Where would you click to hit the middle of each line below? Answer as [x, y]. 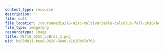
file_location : [20, 23]
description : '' [21, 14]
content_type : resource [29, 9]
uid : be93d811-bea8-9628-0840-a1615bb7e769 [50, 41]
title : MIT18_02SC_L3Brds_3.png [38, 37]
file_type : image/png [27, 28]
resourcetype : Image [26, 32]
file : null [16, 18]
